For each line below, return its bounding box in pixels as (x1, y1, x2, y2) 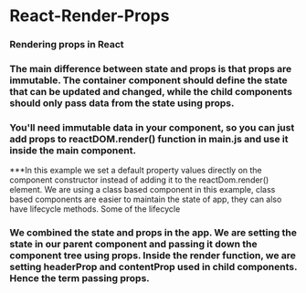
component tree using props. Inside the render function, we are (9, 249, 297, 262)
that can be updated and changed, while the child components (9, 86, 292, 99)
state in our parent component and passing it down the (9, 238, 258, 251)
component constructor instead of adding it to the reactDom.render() (9, 174, 269, 185)
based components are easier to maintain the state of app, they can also (9, 194, 282, 205)
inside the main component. (9, 143, 137, 156)
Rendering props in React (9, 38, 125, 51)
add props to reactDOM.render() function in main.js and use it (9, 132, 290, 145)
